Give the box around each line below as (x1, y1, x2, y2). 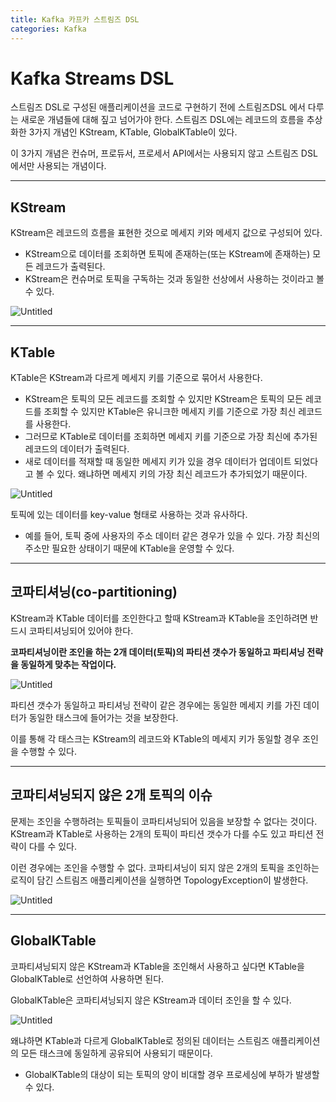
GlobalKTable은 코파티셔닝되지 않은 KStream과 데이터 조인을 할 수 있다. (10, 994, 292, 1006)
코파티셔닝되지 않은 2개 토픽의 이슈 (10, 787, 213, 804)
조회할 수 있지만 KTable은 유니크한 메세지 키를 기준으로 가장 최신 (43, 406, 297, 418)
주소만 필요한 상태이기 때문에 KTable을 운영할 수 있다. (24, 542, 235, 555)
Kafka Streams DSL (10, 67, 175, 90)
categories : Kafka (10, 24, 87, 34)
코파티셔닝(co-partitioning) (10, 584, 178, 601)
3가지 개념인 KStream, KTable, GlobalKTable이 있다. (28, 126, 238, 138)
